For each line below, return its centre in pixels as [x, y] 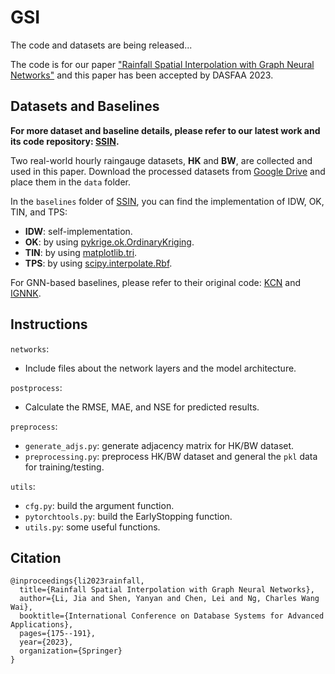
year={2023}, [46, 642]
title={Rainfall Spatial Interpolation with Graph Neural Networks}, [167, 590]
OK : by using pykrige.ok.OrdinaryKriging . [109, 242]
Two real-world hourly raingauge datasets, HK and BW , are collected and [161, 160]
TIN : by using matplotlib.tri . [81, 252]
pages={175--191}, [58, 634]
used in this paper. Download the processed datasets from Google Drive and [168, 171]
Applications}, [42, 625]
